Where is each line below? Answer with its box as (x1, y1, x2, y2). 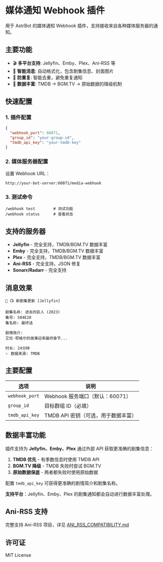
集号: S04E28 (5, 315, 32, 320)
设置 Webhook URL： (5, 170, 50, 177)
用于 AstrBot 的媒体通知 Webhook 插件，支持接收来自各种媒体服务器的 (5, 23, 154, 29)
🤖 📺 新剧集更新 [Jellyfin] (5, 298, 60, 304)
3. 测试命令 (5, 193, 33, 201)
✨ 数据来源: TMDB (5, 351, 40, 356)
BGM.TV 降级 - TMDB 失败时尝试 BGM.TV (12, 463, 101, 469)
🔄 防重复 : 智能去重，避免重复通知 (12, 74, 83, 80)
